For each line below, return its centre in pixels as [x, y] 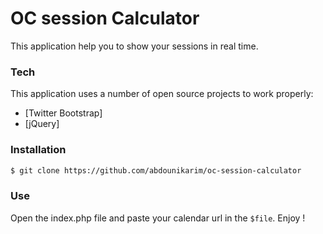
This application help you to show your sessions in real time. [134, 46]
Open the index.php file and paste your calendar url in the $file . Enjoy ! [158, 218]
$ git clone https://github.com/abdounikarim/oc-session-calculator [156, 170]
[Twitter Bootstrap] [63, 113]
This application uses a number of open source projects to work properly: [162, 94]
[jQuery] [42, 124]
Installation [38, 150]
